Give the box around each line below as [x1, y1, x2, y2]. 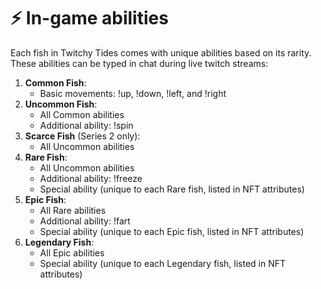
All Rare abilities [39, 204, 107, 216]
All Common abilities [39, 108, 125, 120]
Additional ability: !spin [39, 119, 134, 131]
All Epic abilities [39, 246, 105, 259]
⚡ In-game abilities [10, 7, 169, 30]
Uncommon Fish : [24, 98, 98, 110]
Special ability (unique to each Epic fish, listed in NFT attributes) [39, 225, 305, 237]
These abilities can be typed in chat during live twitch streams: [10, 57, 269, 69]
